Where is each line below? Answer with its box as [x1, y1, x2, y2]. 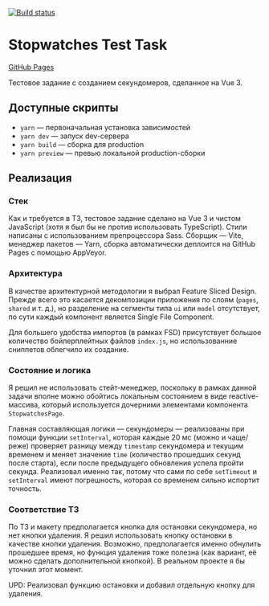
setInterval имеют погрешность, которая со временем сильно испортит [8, 475, 259, 485]
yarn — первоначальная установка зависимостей [19, 122, 191, 132]
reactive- [228, 391, 259, 401]
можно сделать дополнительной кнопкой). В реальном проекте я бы [8, 556, 246, 566]
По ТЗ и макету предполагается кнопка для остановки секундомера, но [8, 522, 258, 532]
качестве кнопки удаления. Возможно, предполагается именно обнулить [8, 539, 262, 549]
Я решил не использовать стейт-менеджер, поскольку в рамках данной [8, 383, 257, 393]
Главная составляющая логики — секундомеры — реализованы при [8, 424, 245, 434]
